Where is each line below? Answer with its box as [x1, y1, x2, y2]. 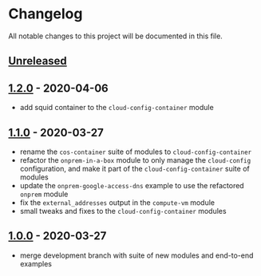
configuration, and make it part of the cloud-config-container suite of [19, 164, 250, 173]
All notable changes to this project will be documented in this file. [8, 31, 223, 41]
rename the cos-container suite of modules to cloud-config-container [19, 147, 252, 156]
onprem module [19, 189, 69, 199]
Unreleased [8, 54, 68, 68]
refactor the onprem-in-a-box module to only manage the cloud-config [19, 155, 251, 164]
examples [19, 258, 52, 268]
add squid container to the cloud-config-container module [19, 103, 214, 112]
